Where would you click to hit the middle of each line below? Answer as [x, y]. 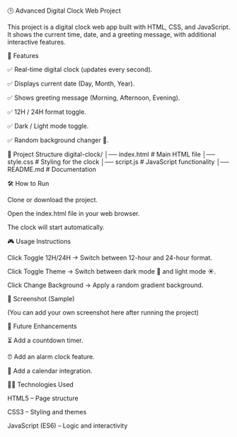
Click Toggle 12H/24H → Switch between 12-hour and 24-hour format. [110, 258]
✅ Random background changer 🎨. [58, 140]
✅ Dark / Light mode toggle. [48, 126]
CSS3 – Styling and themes [47, 412]
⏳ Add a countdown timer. [45, 340]
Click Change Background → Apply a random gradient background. [105, 285]
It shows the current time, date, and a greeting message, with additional [112, 34]
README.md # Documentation [52, 169]
